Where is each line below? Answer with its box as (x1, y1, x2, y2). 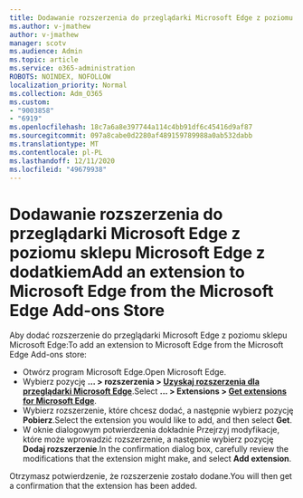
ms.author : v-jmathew (9, 22, 91, 31)
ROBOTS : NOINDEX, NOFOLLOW (9, 72, 111, 81)
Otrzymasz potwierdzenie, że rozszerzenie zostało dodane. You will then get (9, 471, 292, 482)
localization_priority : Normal (9, 81, 128, 90)
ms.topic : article (9, 55, 79, 64)
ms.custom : (9, 97, 51, 107)
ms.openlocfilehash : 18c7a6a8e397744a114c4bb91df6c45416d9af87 (9, 123, 253, 132)
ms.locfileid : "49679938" (9, 165, 107, 174)
